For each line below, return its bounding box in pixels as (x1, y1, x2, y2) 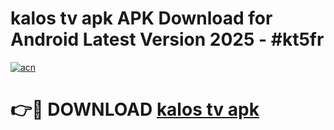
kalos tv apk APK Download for (10, 7, 273, 30)
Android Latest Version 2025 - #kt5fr (10, 28, 325, 51)
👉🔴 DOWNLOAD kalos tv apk (10, 98, 260, 121)
